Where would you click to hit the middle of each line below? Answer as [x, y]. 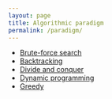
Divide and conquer [52, 70]
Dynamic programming [57, 78]
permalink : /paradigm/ [45, 30]
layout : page [30, 15]
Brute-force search [50, 53]
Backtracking [41, 61]
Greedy [32, 86]
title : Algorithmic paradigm [56, 23]
